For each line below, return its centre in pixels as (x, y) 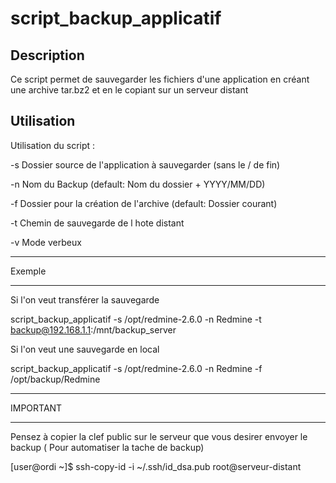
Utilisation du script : (53, 145)
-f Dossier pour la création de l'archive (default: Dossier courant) (144, 203)
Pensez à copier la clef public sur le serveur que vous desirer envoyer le (159, 436)
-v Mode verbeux (46, 242)
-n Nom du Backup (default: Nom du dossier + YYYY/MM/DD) (138, 184)
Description (47, 55)
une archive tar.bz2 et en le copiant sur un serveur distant (129, 90)
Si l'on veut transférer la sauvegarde (85, 299)
